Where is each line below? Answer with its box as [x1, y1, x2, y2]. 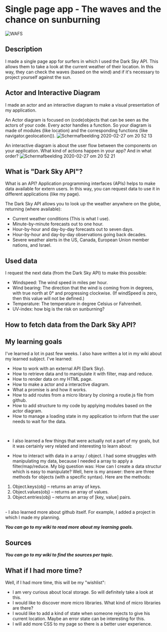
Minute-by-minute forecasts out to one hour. [12, 221, 103, 227]
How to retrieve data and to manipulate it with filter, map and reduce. [12, 371, 153, 377]
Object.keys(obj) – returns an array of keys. [12, 483, 101, 489]
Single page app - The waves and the [5, 3, 162, 15]
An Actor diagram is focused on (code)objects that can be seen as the [5, 117, 149, 123]
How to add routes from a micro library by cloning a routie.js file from [12, 392, 154, 398]
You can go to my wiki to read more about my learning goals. [5, 524, 133, 530]
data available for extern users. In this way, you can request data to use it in [5, 186, 160, 192]
